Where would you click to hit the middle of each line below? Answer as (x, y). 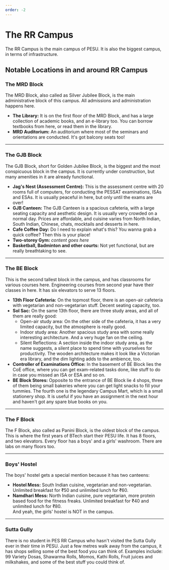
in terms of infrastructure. (32, 54)
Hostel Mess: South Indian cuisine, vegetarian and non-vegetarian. (82, 485)
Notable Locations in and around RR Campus (77, 70)
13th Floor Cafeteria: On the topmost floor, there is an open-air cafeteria (88, 300)
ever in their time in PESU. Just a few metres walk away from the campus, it (83, 546)
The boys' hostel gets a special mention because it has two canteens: (77, 475)
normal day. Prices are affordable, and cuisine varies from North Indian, (87, 218)
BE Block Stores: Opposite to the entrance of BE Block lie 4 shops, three (88, 380)
